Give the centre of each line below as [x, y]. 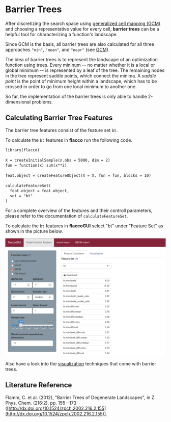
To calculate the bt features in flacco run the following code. [69, 140]
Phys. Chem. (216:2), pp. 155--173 [41, 403]
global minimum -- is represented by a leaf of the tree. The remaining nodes [85, 70]
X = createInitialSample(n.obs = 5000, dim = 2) [58, 160]
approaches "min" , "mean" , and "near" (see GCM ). [58, 49]
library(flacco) [22, 150]
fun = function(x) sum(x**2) [36, 165]
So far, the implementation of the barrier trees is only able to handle [76, 96]
